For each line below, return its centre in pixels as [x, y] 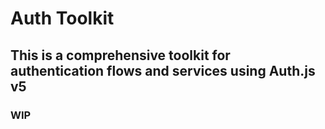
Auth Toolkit [62, 18]
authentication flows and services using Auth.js [163, 70]
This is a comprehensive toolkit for [120, 55]
